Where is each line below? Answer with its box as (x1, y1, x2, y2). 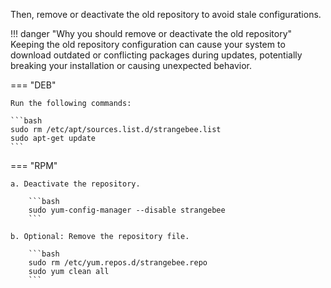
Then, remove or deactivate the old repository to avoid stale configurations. (10, 9, 322, 20)
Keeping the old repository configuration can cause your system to (10, 39, 286, 50)
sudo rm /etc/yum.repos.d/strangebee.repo (28, 258, 208, 268)
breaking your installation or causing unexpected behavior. (10, 60, 252, 71)
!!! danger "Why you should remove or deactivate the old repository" (10, 28, 293, 39)
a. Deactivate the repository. (10, 179, 141, 189)
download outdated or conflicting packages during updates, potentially (10, 49, 303, 61)
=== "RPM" (10, 160, 58, 171)
